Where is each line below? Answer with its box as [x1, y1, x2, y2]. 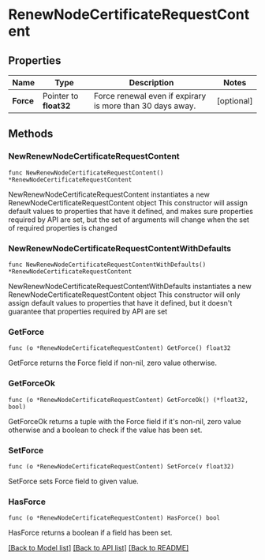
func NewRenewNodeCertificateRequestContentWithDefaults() [8, 261, 207, 269]
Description [129, 77, 174, 88]
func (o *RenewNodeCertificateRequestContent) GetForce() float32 [8, 344, 231, 352]
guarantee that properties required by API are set [8, 306, 168, 316]
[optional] [216, 96, 253, 106]
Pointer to [42, 91, 79, 101]
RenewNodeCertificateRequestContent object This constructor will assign [8, 197, 248, 207]
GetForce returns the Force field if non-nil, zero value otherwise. [8, 358, 218, 368]
